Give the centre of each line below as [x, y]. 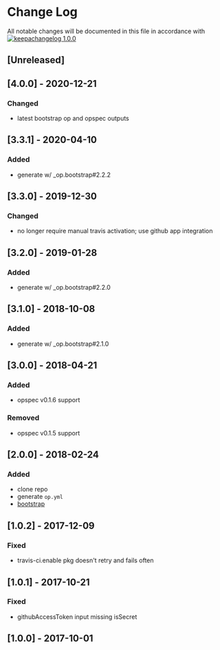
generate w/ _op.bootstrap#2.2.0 [64, 288]
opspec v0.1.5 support [48, 433]
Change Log [42, 12]
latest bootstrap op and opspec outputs [73, 119]
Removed [23, 418]
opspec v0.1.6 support [48, 400]
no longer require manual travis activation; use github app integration [115, 231]
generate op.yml [40, 497]
